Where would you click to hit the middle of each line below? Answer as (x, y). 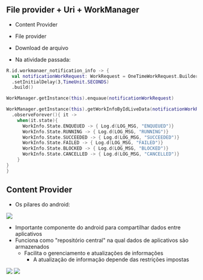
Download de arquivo (41, 48)
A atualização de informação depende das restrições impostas (111, 259)
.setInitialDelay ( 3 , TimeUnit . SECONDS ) (61, 82)
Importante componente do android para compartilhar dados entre (98, 227)
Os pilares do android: (43, 204)
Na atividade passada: (43, 59)
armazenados (32, 246)
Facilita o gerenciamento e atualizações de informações (94, 253)
